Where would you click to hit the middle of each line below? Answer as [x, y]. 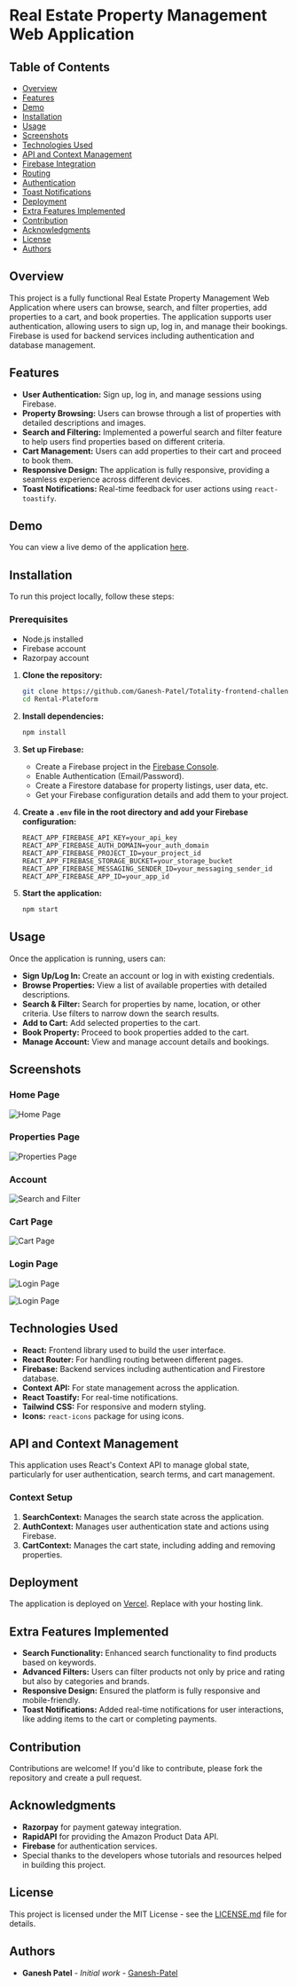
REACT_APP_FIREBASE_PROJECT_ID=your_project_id [111, 854]
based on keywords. [59, 1663]
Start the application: [62, 894]
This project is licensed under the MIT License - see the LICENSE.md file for [148, 1914]
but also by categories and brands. [86, 1682]
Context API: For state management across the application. [130, 1387]
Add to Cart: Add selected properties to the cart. [111, 1022]
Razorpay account [55, 658]
